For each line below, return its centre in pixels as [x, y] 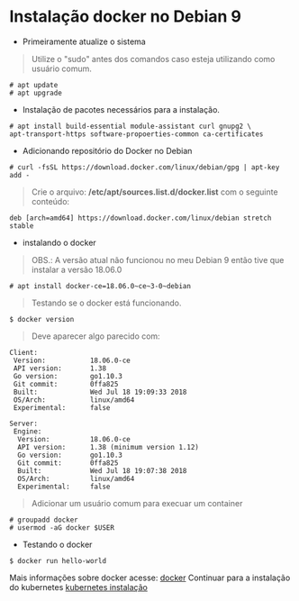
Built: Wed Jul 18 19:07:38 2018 [102, 470]
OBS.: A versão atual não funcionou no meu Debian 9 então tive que [158, 260]
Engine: [27, 431]
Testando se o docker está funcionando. [106, 303]
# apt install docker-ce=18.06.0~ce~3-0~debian [100, 286]
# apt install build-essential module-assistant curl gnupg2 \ [131, 126]
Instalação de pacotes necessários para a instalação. [121, 109]
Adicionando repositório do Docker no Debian [107, 150]
